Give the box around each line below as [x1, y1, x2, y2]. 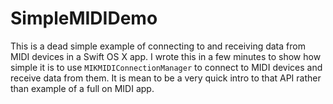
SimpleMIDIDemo [10, 7, 158, 30]
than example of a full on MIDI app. [10, 82, 155, 94]
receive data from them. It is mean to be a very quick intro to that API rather [10, 72, 322, 84]
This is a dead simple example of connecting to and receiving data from [10, 40, 306, 52]
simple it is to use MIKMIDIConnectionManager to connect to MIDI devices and [10, 61, 323, 73]
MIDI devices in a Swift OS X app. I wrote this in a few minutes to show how [10, 50, 322, 62]
